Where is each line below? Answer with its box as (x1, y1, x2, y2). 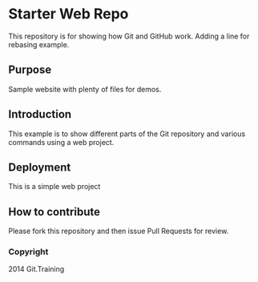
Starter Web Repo (8, 5, 129, 23)
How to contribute (8, 205, 101, 219)
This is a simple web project (8, 182, 101, 191)
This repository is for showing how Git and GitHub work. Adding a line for (8, 31, 250, 41)
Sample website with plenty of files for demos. (8, 84, 162, 94)
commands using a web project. (8, 137, 115, 147)
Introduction (8, 107, 72, 121)
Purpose (8, 63, 52, 77)
